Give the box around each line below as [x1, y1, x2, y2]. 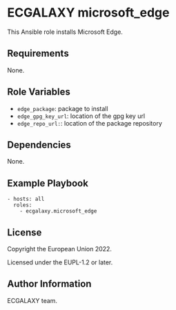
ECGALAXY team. [7, 296, 57, 304]
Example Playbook [7, 177, 88, 189]
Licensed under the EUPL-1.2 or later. [7, 258, 113, 267]
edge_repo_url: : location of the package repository [17, 119, 162, 127]
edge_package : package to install [17, 104, 108, 113]
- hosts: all [7, 195, 45, 203]
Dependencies [7, 139, 71, 151]
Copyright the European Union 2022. [7, 245, 113, 253]
